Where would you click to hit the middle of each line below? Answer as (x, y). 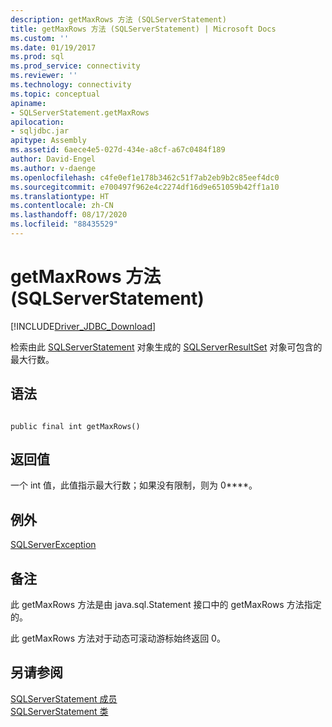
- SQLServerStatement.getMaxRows (80, 112)
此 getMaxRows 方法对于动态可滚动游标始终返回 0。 (118, 638)
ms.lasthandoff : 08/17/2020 (69, 215)
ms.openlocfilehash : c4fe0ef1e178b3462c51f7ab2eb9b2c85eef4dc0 (145, 177)
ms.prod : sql (37, 57)
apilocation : (37, 122)
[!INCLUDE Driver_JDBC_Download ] (83, 326)
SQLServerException (53, 545)
